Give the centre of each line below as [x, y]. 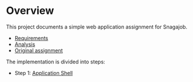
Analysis [25, 44]
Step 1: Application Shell [44, 73]
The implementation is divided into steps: [56, 62]
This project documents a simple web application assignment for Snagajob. [97, 27]
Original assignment [39, 50]
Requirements [31, 38]
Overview [30, 11]
